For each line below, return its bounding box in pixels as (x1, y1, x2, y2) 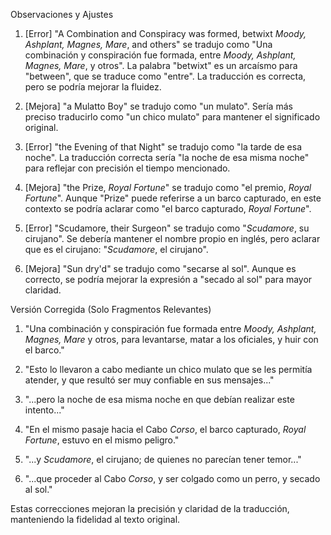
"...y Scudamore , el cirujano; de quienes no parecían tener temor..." (24, 454, 302, 465)
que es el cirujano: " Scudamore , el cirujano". (24, 244, 209, 255)
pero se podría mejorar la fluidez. (24, 81, 162, 93)
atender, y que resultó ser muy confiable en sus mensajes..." (24, 374, 275, 386)
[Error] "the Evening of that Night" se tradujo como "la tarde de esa (24, 141, 303, 153)
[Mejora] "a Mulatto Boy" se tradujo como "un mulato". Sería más (24, 100, 293, 112)
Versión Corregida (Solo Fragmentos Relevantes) (10, 304, 212, 315)
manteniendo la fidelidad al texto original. (10, 514, 181, 525)
